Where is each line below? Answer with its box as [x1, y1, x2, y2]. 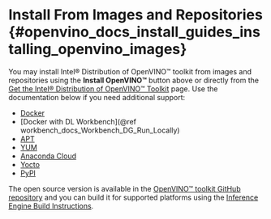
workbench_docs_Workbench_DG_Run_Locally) [19, 125, 180, 135]
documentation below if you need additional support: [8, 92, 186, 102]
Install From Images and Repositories [8, 6, 264, 24]
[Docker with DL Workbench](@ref [19, 116, 136, 126]
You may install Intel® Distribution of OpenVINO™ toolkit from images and [8, 66, 252, 76]
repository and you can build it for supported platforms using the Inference [8, 192, 259, 202]
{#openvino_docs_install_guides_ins [8, 23, 261, 41]
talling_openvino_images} [8, 40, 187, 58]
